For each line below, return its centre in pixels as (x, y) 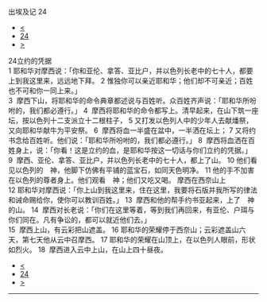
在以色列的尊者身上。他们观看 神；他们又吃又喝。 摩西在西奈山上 (117, 180)
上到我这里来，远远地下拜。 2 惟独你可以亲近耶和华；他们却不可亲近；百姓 (131, 81)
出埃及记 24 (28, 12)
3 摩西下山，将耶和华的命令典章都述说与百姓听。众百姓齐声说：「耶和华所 (129, 101)
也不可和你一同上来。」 (45, 91)
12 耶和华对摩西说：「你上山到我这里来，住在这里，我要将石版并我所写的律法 (133, 190)
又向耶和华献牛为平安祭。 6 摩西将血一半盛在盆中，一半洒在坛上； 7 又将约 (132, 130)
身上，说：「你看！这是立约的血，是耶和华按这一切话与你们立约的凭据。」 (133, 150)
